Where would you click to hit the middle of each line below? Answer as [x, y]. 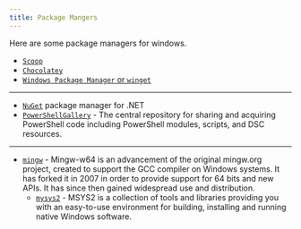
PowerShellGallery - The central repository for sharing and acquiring [149, 114]
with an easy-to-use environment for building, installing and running [161, 207]
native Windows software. [84, 216]
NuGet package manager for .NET [83, 105]
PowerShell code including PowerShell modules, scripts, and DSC [143, 124]
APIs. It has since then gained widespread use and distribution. [138, 188]
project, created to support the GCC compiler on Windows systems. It [151, 169]
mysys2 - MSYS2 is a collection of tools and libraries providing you [157, 197]
